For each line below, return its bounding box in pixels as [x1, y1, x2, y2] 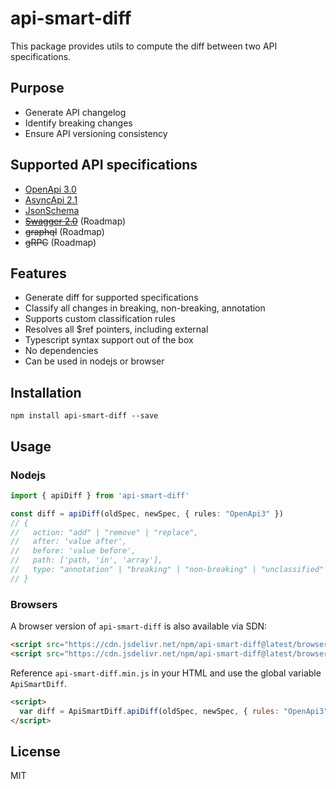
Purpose [10, 80, 65, 97]
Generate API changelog [24, 106, 127, 118]
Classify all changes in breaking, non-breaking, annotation [24, 302, 266, 314]
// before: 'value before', [10, 546, 137, 556]
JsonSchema [24, 204, 80, 216]
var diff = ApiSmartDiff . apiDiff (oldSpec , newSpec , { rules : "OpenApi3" [19, 706, 329, 716]
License [10, 743, 61, 760]
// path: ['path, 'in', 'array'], [10, 555, 163, 566]
